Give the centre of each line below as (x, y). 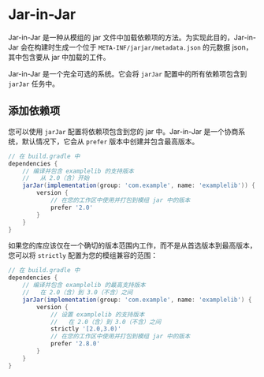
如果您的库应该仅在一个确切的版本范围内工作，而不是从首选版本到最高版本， (132, 245)
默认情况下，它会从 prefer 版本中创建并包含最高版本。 (110, 141)
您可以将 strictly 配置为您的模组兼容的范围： (83, 256)
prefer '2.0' (71, 207)
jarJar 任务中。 (33, 84)
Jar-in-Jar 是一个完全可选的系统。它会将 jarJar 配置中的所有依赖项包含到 (128, 73)
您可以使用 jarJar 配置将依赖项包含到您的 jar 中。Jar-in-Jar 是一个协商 (123, 131)
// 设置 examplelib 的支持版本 (97, 314)
